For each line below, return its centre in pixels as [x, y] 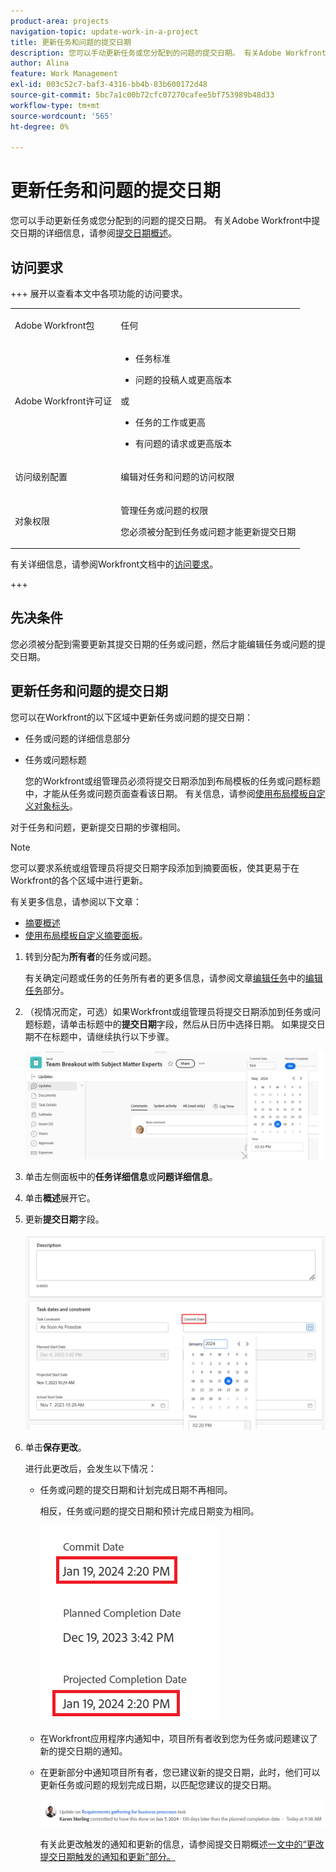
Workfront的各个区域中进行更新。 [79, 880]
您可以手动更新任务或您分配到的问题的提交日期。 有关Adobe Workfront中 [161, 221]
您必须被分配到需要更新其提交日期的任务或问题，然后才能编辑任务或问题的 [163, 644]
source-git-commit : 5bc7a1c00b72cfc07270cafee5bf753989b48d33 [142, 95]
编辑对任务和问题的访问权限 [177, 477]
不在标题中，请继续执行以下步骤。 [104, 1036]
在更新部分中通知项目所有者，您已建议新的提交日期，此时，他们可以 [180, 1772]
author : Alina [40, 63]
